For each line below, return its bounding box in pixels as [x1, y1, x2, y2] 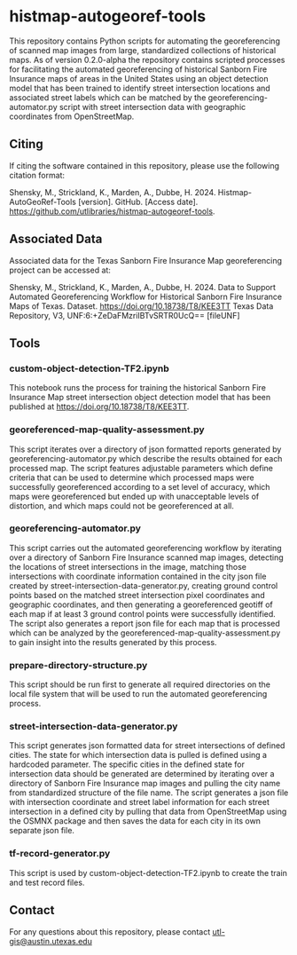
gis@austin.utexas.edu [9, 935, 93, 946]
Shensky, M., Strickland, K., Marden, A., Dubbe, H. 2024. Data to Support [9, 281, 277, 292]
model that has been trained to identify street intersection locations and [9, 83, 270, 93]
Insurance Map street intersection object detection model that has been [9, 392, 271, 403]
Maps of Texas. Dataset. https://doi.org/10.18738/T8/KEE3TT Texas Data [9, 300, 274, 312]
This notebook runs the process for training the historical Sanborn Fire [9, 383, 266, 393]
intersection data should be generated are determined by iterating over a [9, 769, 275, 779]
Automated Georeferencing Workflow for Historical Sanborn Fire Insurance [9, 291, 282, 302]
